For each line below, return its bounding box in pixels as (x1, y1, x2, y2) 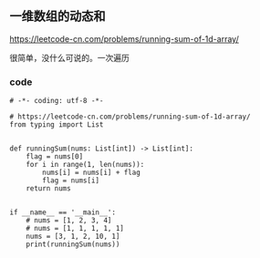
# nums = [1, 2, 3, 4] (26, 216, 112, 225)
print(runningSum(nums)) (26, 240, 120, 249)
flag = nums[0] (26, 152, 84, 161)
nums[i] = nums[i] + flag (42, 168, 141, 178)
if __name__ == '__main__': (9, 208, 117, 217)
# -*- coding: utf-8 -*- (9, 97, 104, 106)
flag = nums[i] (42, 176, 100, 185)
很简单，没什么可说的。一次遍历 (9, 52, 130, 63)
